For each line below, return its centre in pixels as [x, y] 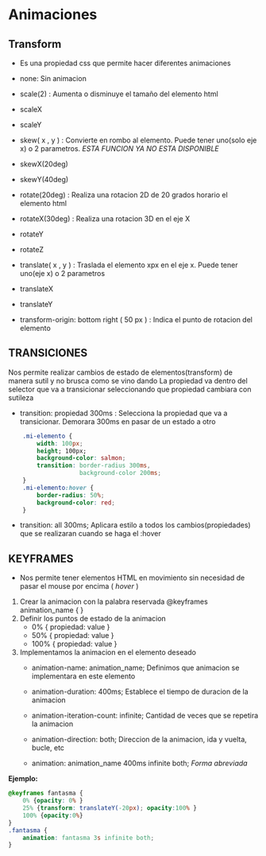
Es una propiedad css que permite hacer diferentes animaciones [125, 63]
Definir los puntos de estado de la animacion [93, 619]
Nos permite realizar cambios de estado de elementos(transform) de [120, 372]
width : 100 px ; [60, 443]
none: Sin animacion [53, 78]
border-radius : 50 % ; [71, 495]
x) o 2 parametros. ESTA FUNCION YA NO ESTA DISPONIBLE [120, 148]
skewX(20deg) [44, 164]
